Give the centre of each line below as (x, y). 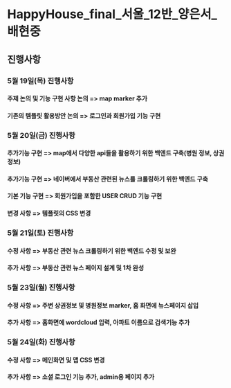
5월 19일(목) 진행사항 (40, 80)
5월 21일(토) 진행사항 (40, 233)
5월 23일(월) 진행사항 (41, 288)
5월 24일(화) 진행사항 (41, 342)
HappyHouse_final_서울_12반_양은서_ (112, 14)
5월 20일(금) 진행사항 (41, 135)
